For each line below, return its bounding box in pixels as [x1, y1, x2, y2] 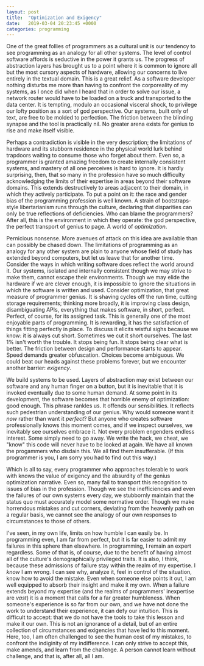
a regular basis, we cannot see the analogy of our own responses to [6, 511, 177, 518]
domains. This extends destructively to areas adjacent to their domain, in [6, 184, 189, 192]
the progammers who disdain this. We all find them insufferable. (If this [6, 448, 184, 455]
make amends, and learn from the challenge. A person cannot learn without [6, 646, 196, 653]
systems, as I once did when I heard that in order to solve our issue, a [6, 88, 181, 95]
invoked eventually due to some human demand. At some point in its [6, 389, 178, 396]
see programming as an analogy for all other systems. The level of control [6, 49, 192, 57]
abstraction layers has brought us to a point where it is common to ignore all [6, 62, 197, 70]
